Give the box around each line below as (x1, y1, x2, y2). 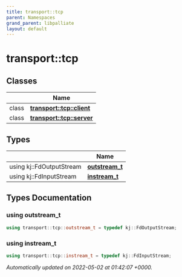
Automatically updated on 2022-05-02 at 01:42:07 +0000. (6, 264, 153, 271)
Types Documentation (6, 193, 92, 203)
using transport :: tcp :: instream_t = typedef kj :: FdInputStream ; (6, 252, 172, 259)
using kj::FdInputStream (9, 172, 77, 181)
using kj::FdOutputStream (9, 163, 82, 171)
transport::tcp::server (30, 114, 93, 122)
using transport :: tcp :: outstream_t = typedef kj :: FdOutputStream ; (6, 224, 177, 230)
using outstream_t (6, 211, 61, 220)
